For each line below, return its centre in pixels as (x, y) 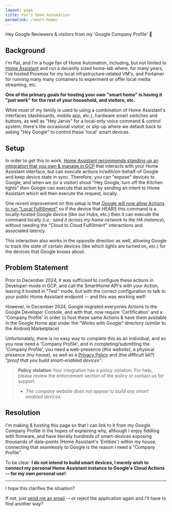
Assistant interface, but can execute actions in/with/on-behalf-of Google (82, 171)
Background (25, 50)
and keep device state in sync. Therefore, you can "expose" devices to (80, 177)
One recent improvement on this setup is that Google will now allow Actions (85, 203)
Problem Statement (37, 268)
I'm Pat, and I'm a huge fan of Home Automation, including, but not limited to (86, 63)
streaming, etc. (21, 85)
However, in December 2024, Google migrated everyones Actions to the (81, 306)
